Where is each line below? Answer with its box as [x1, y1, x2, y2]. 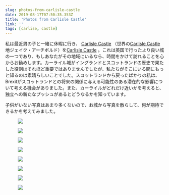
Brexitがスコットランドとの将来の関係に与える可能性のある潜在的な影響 [5, 79, 154, 85]
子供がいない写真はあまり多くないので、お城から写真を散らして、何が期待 [5, 102, 160, 108]
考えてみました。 [22, 108, 59, 114]
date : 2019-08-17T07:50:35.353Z [5, 12, 73, 17]
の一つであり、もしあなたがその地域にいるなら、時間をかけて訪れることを [5, 54, 160, 60]
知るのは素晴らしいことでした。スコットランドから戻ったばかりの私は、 [9, 72, 160, 78]
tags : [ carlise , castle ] [5, 26, 58, 31]
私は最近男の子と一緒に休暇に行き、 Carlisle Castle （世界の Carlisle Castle [5, 41, 160, 47]
